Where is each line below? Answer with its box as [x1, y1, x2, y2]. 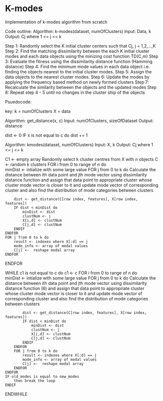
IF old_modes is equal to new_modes [5, 374, 79, 379]
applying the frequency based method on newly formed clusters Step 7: [5, 79, 149, 85]
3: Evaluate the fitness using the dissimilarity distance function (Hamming [5, 58, 153, 64]
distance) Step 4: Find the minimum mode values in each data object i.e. [5, 64, 150, 70]
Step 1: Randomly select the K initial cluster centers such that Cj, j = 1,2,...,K [5, 43, 156, 49]
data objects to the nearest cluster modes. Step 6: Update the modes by [5, 74, 150, 80]
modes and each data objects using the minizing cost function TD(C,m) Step [5, 53, 159, 59]
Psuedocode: [5, 99, 32, 105]
